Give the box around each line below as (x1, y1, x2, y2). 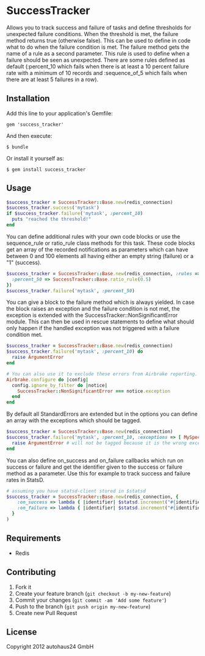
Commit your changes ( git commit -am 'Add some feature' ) (15, 596, 167, 604)
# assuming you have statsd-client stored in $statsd (6, 488, 146, 494)
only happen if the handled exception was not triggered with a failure (6, 325, 180, 332)
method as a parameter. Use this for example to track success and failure (6, 469, 191, 477)
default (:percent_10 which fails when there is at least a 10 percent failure (6, 62, 189, 70)
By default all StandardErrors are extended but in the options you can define (6, 410, 198, 418)
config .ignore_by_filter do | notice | (12, 382, 108, 388)
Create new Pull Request (15, 609, 77, 616)
